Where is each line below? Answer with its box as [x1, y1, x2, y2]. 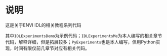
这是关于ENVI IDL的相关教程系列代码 [5, 22, 82, 28]
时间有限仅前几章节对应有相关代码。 [14, 45, 90, 51]
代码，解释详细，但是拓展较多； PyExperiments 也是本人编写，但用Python [5, 38, 156, 45]
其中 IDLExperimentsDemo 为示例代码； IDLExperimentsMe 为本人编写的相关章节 [5, 32, 162, 38]
